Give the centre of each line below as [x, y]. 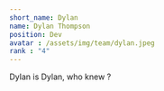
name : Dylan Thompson [50, 26]
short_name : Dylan [44, 18]
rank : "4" [30, 51]
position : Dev [36, 34]
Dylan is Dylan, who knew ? [60, 77]
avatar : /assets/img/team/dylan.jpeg [82, 43]
